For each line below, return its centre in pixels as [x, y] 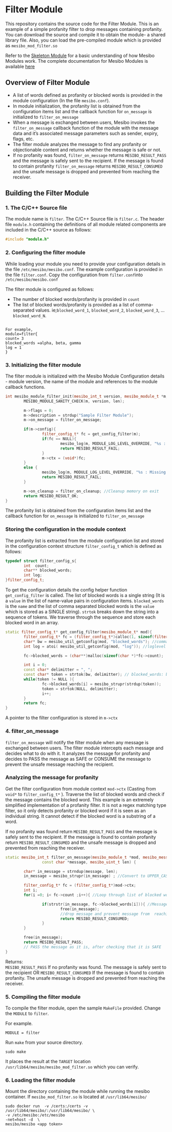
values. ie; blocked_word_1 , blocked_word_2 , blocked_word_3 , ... [100, 310]
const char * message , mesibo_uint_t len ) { [89, 862]
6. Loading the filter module [40, 1080]
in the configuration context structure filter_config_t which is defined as [84, 546]
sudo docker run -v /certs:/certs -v [47, 1106]
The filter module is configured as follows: [50, 289]
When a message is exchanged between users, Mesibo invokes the [84, 122]
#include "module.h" [27, 239]
